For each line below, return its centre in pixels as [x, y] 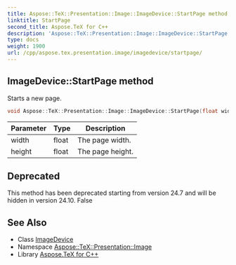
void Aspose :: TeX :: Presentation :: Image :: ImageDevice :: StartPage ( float [113, 111]
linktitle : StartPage [39, 20]
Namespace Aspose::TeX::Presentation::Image [85, 247]
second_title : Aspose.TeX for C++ [58, 27]
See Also [27, 223]
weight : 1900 [26, 46]
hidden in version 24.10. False [50, 201]
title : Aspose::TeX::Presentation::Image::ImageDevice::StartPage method [118, 14]
